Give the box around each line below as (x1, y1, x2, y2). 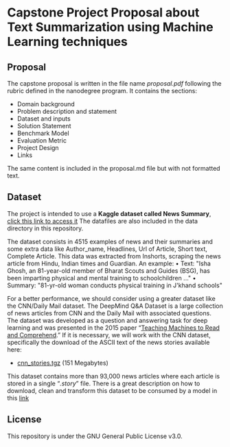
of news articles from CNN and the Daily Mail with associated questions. (7, 309, 211, 317)
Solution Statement (16, 122, 71, 130)
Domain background (16, 100, 76, 108)
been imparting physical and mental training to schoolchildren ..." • (7, 274, 196, 282)
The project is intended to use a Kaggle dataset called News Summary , (7, 209, 211, 217)
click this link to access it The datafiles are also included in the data (7, 217, 198, 225)
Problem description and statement (16, 108, 117, 115)
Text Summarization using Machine (7, 19, 214, 35)
